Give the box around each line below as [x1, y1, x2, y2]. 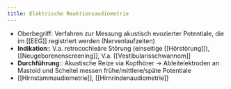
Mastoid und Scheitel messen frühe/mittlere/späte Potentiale [17, 66, 191, 74]
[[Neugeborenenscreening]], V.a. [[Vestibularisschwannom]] [17, 51, 191, 60]
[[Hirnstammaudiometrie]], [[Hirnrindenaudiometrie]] [17, 74, 169, 82]
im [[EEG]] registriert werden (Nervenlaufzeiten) [17, 36, 155, 45]
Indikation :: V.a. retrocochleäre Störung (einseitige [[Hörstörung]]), [17, 44, 210, 52]
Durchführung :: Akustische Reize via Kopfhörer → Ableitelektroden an [17, 58, 220, 67]
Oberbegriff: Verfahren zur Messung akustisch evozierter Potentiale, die [17, 29, 225, 38]
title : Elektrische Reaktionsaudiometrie [7, 10, 129, 17]
